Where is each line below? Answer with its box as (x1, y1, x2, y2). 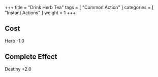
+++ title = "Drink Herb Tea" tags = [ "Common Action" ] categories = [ (5, 5, 154, 10)
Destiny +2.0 (5, 66, 31, 72)
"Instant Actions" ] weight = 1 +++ (5, 10, 76, 16)
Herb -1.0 (5, 37, 25, 44)
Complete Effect (5, 53, 57, 61)
